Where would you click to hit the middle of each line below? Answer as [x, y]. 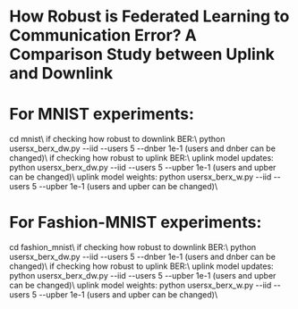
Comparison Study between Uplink [142, 54]
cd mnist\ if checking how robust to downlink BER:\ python [117, 139]
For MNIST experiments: [102, 114]
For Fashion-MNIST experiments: [136, 223]
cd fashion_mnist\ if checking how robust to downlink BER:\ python [133, 247]
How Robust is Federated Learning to [149, 17]
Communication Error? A [103, 35]
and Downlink [61, 74]
